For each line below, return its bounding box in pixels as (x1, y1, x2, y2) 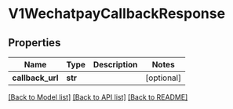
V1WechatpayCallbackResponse (8, 5, 226, 23)
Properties (8, 36, 61, 49)
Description (93, 60, 138, 70)
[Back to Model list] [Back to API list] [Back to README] (8, 93, 188, 102)
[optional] (144, 72, 182, 83)
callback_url (12, 72, 59, 83)
